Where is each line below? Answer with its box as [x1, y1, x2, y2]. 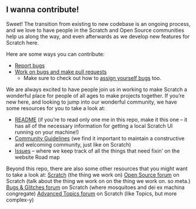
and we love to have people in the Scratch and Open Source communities [6, 26, 184, 34]
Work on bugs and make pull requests [14, 68, 107, 75]
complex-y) [6, 196, 34, 203]
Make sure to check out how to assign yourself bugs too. [23, 74, 162, 81]
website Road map [14, 153, 60, 161]
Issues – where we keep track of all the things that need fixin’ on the [14, 147, 180, 154]
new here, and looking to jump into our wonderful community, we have [6, 98, 178, 105]
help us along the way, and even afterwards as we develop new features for [6, 32, 190, 40]
